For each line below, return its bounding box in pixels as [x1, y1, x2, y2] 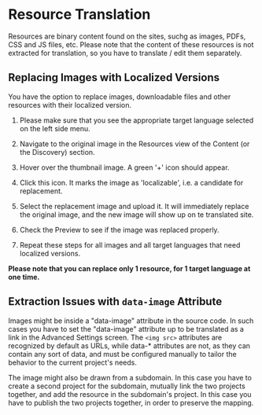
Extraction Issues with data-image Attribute [8, 295, 223, 308]
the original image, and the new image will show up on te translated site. [19, 210, 254, 219]
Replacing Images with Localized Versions [8, 71, 220, 84]
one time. [8, 272, 40, 281]
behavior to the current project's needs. [8, 358, 138, 367]
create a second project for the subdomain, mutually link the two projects [8, 381, 245, 391]
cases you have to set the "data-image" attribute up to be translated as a [8, 324, 244, 333]
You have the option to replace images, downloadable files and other [8, 92, 231, 101]
